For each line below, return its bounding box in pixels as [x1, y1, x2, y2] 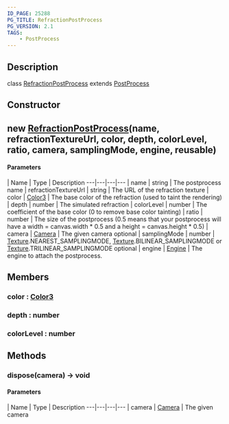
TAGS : [7, 29, 23, 36]
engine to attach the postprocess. [7, 252, 103, 260]
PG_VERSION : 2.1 [7, 23, 53, 30]
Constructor [7, 99, 60, 111]
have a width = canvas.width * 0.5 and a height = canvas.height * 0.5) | [7, 222, 208, 230]
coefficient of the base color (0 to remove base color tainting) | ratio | [7, 208, 204, 216]
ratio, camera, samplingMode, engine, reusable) [7, 144, 217, 155]
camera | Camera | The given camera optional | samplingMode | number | [7, 230, 215, 238]
